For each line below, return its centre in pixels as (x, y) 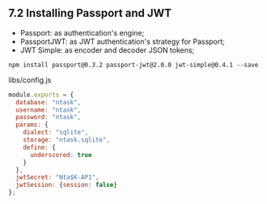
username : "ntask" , (49, 110)
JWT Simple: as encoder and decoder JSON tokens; (107, 50)
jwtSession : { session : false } (66, 185)
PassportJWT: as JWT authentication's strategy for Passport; (122, 41)
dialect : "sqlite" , (56, 133)
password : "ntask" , (49, 117)
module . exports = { (41, 95)
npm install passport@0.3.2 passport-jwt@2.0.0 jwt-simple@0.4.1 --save (133, 65)
